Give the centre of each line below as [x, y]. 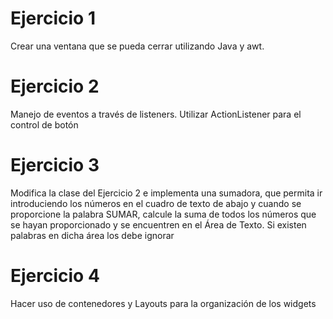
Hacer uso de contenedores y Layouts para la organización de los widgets [163, 303]
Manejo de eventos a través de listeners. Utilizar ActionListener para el [156, 114]
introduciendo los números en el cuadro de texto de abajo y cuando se [156, 203]
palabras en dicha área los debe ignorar [92, 235]
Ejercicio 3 [55, 165]
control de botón [44, 124]
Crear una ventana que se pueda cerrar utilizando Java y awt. [137, 46]
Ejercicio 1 [53, 18]
